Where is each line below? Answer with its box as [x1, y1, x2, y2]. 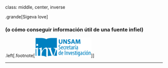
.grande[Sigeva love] [5, 14, 48, 19]
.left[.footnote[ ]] [5, 53, 94, 59]
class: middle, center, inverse [5, 4, 65, 10]
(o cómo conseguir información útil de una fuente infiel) [5, 26, 143, 33]
